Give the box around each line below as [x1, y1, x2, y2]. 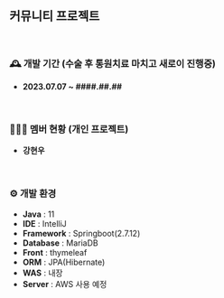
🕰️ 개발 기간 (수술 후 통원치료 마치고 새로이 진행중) [9, 57, 217, 70]
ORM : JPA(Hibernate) [22, 256, 106, 267]
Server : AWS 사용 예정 [22, 278, 107, 289]
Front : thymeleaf [22, 247, 88, 257]
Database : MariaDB [22, 237, 98, 248]
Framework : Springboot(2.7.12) [22, 228, 141, 238]
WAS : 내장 [22, 267, 63, 278]
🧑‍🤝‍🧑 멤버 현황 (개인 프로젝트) [9, 123, 129, 135]
